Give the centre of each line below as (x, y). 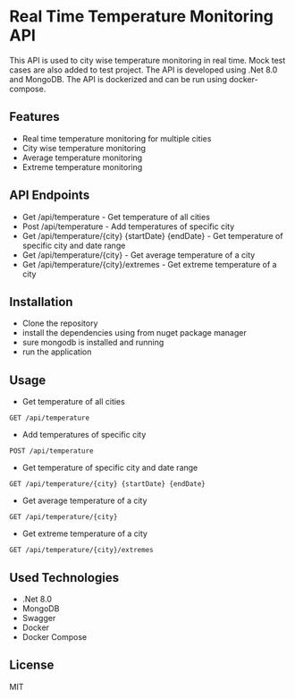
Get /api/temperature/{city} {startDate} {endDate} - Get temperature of (152, 235)
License (32, 665)
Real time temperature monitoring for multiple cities (117, 138)
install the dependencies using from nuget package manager (135, 333)
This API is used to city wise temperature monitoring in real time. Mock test (147, 60)
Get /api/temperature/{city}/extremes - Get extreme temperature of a (149, 264)
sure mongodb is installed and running (93, 343)
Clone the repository (60, 323)
